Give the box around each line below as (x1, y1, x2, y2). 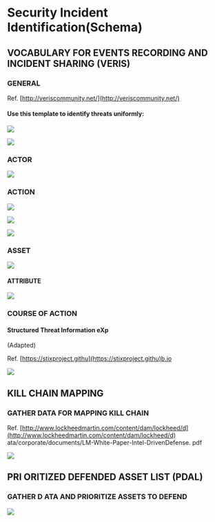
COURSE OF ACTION (7, 309, 78, 319)
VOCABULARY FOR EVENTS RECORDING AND (7, 47, 208, 59)
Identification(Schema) (7, 19, 143, 35)
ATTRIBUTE (7, 277, 41, 285)
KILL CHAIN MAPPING (7, 388, 104, 399)
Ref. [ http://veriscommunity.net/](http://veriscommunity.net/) (7, 94, 181, 102)
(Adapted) (7, 341, 37, 350)
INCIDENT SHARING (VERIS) (7, 57, 131, 70)
